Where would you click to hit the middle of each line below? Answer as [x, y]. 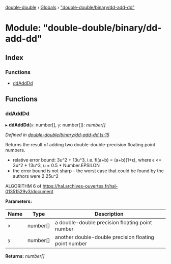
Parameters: [19, 201]
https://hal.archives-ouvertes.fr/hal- [80, 186]
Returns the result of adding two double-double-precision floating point [80, 144]
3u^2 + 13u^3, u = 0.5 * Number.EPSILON [56, 165]
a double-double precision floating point [104, 222]
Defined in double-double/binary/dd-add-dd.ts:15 [57, 135]
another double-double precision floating [105, 237]
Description [109, 214]
